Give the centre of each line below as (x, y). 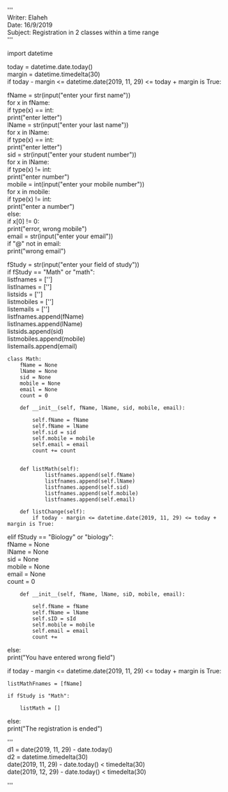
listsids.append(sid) (36, 331)
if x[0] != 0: (23, 221)
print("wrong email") (37, 251)
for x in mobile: (29, 192)
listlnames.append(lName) (45, 324)
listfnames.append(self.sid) (87, 487)
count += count (54, 450)
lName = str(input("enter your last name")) (68, 125)
